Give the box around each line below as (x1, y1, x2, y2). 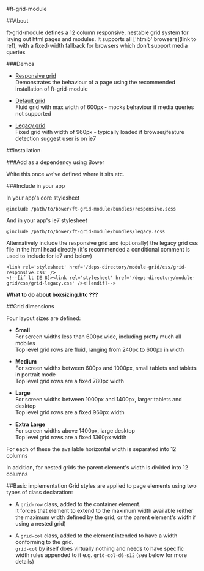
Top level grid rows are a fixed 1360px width (15, 434, 127, 441)
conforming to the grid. (15, 539, 74, 545)
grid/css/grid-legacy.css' (6, 280, 75, 286)
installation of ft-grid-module (15, 85, 88, 92)
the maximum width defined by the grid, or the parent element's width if (15, 513, 197, 521)
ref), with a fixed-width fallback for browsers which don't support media (6, 42, 188, 49)
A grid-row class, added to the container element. (15, 501, 141, 507)
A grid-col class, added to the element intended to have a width (15, 532, 178, 539)
